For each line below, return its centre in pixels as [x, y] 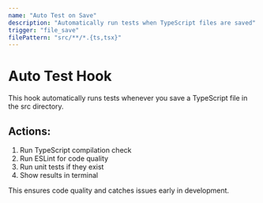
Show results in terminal [59, 175]
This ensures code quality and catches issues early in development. [119, 190]
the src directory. [36, 106]
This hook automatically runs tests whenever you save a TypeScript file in [128, 98]
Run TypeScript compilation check [75, 150]
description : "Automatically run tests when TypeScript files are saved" [132, 23]
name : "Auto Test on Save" [53, 15]
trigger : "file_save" [44, 30]
